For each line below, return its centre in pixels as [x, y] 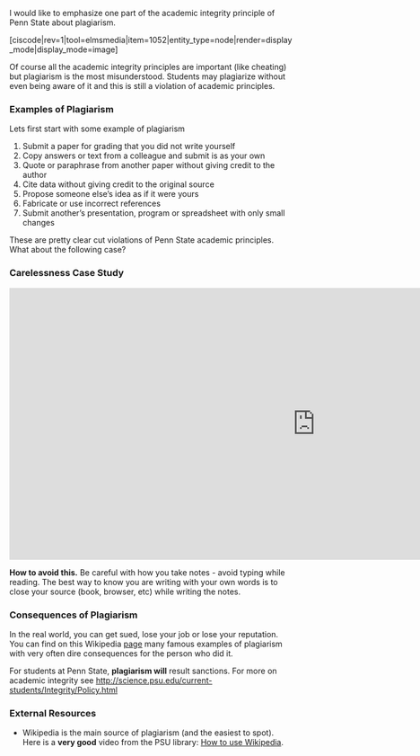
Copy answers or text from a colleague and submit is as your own [144, 156]
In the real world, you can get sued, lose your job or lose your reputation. [144, 634]
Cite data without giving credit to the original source [118, 184]
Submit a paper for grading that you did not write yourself [129, 147]
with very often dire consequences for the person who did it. [121, 653]
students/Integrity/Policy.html [64, 689]
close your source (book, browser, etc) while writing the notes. [125, 591]
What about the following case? [68, 250]
